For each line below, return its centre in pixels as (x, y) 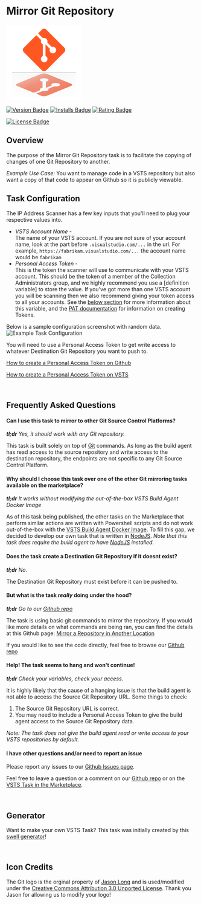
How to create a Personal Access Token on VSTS (67, 374)
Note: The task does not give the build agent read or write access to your (97, 733)
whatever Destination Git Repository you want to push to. (77, 351)
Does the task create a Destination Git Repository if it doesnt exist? (92, 556)
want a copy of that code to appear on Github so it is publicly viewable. (94, 179)
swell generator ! (26, 836)
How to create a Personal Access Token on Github (69, 363)
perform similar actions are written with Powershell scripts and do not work (100, 523)
